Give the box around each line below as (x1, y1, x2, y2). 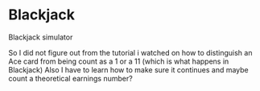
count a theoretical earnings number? (8, 73, 133, 83)
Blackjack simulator (8, 32, 73, 42)
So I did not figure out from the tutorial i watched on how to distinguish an (8, 48, 253, 57)
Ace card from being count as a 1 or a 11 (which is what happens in (8, 56, 229, 66)
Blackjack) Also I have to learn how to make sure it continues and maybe (8, 64, 249, 74)
